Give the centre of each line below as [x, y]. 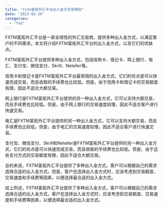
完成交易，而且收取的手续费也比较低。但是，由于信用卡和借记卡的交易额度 [83, 82]
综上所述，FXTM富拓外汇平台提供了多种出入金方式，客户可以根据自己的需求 [81, 188]
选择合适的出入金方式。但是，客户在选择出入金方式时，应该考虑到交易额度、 [81, 172]
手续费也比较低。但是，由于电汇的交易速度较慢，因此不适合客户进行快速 [77, 127]
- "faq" [17, 23]
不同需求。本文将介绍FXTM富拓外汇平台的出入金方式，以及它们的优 [81, 44]
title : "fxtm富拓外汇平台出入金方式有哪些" [44, 9]
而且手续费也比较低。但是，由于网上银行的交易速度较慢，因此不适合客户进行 [81, 104]
